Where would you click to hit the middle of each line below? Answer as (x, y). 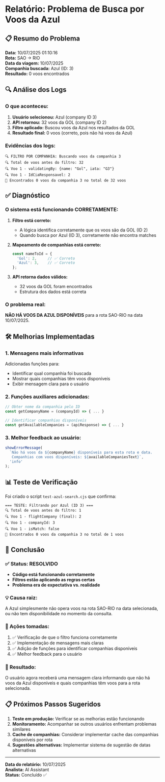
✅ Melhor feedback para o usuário (47, 654)
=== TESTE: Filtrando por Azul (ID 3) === (49, 506)
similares (21, 729)
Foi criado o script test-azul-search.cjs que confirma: (61, 496)
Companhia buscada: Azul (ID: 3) (39, 68)
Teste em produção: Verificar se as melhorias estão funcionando (78, 718)
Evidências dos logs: (30, 146)
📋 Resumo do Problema (42, 38)
